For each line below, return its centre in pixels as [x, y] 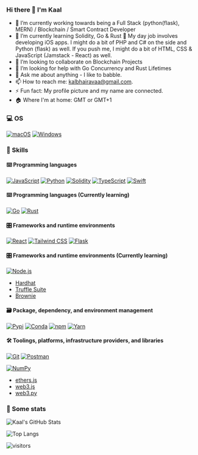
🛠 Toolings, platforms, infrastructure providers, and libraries [85, 340]
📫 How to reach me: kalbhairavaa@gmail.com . [74, 82]
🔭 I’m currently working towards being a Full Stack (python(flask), [97, 23]
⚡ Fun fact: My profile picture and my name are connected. [89, 91]
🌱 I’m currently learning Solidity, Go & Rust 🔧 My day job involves [96, 36]
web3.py [26, 393]
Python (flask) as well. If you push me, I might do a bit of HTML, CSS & [104, 49]
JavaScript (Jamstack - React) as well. [64, 56]
